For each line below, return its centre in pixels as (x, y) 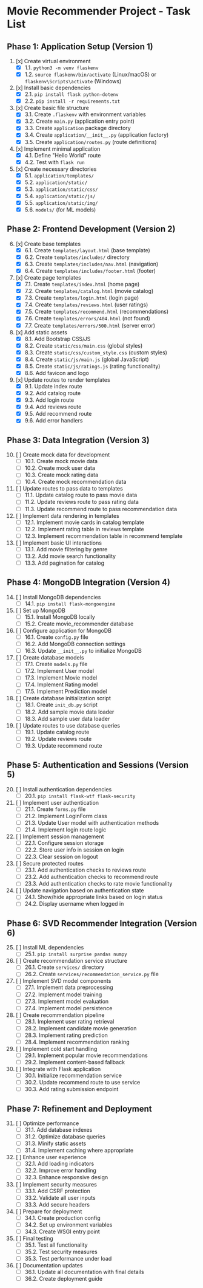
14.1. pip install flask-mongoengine (70, 604)
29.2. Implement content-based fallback (75, 1062)
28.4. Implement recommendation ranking (77, 1042)
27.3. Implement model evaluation (67, 1001)
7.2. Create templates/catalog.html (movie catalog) (89, 291)
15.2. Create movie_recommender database (79, 624)
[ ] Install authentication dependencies (64, 789)
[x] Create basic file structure (52, 108)
